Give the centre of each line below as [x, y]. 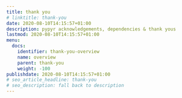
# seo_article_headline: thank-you [52, 80]
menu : [13, 40]
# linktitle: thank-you [37, 18]
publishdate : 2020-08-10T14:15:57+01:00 [59, 74]
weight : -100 [34, 68]
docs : [19, 46]
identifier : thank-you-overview [58, 52]
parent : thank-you [41, 63]
